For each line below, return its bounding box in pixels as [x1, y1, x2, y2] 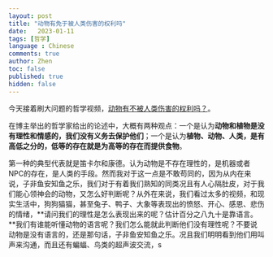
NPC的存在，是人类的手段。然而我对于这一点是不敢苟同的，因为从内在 [8, 168, 245, 178]
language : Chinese [8, 42, 75, 50]
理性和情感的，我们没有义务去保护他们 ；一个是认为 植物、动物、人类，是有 [15, 131, 265, 141]
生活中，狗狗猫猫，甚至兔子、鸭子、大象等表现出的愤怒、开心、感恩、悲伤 [15, 198, 265, 208]
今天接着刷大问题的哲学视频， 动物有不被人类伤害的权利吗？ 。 [8, 103, 215, 113]
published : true [8, 72, 63, 81]
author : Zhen [8, 58, 53, 66]
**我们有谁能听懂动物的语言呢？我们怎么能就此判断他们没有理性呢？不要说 [8, 219, 258, 229]
